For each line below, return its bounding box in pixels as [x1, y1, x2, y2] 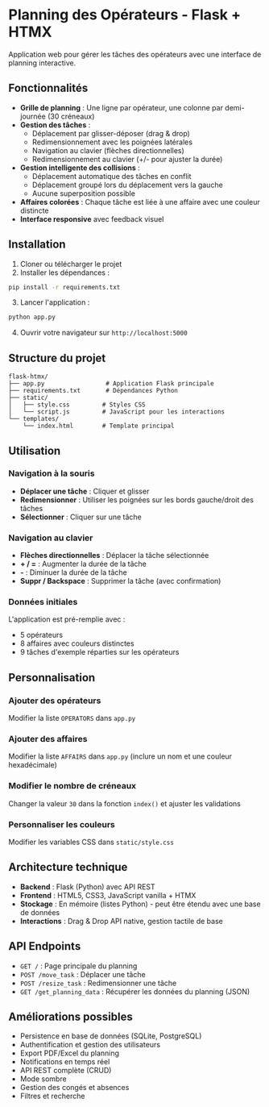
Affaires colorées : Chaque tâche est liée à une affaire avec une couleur [19, 197, 260, 206]
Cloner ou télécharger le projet [19, 259, 122, 268]
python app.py [8, 313, 56, 322]
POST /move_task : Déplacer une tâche [19, 969, 147, 979]
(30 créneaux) [47, 111, 95, 121]
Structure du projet [8, 351, 106, 364]
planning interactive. [8, 58, 77, 68]
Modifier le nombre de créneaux [8, 780, 137, 792]
